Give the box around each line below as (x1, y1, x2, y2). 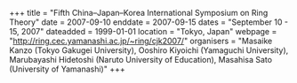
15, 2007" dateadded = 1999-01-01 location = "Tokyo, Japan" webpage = (9, 26, 277, 36)
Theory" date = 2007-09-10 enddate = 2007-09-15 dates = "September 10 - (9, 17, 289, 27)
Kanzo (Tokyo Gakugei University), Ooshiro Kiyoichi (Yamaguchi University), (9, 45, 289, 56)
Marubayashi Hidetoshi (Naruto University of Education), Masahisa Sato (9, 55, 273, 64)
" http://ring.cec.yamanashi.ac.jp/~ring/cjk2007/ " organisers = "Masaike (9, 35, 273, 46)
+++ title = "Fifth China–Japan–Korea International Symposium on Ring (9, 8, 269, 18)
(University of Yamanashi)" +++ (9, 64, 126, 74)
